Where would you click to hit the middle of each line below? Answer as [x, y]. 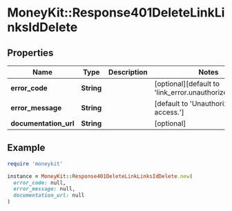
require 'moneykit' [35, 163]
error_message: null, [45, 189]
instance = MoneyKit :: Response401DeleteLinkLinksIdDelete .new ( [100, 176]
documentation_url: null [49, 195]
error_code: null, [40, 183]
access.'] [169, 112]
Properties [30, 53]
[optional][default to [187, 84]
